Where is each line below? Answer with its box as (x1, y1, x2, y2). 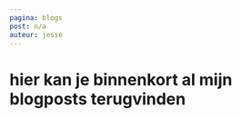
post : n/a (9, 22, 47, 31)
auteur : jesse (9, 30, 64, 39)
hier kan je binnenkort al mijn (9, 69, 233, 90)
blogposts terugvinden (9, 88, 186, 109)
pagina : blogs (9, 13, 64, 23)
